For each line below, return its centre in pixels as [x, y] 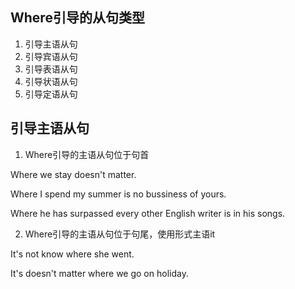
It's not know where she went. [72, 254]
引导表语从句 [51, 69]
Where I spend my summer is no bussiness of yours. [118, 194]
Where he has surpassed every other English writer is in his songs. [148, 213]
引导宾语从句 [51, 56]
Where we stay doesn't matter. [73, 174]
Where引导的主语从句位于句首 [87, 154]
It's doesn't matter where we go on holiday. [99, 273]
